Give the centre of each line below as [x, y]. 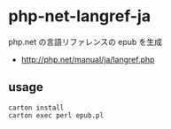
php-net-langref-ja [80, 16]
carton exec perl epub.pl [56, 115]
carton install [36, 108]
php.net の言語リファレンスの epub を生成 [85, 42]
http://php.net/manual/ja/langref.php [88, 59]
